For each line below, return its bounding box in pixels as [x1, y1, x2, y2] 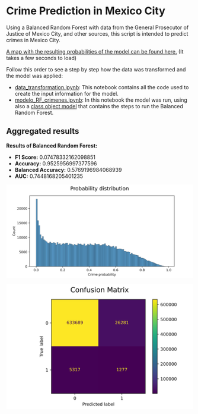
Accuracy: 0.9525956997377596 [14, 159, 97, 167]
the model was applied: [6, 72, 63, 79]
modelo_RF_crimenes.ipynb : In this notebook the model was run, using [14, 96, 188, 103]
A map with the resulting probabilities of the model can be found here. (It [6, 48, 184, 55]
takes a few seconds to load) [6, 54, 77, 61]
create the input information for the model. [14, 90, 119, 97]
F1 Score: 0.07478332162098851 [14, 153, 96, 161]
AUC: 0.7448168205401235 [14, 172, 84, 180]
